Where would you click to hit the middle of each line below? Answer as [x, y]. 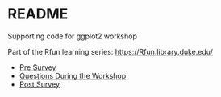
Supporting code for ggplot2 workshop [73, 36]
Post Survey [40, 84]
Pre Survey [38, 67]
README [38, 14]
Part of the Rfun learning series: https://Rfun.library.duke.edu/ [110, 51]
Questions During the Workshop [73, 75]
